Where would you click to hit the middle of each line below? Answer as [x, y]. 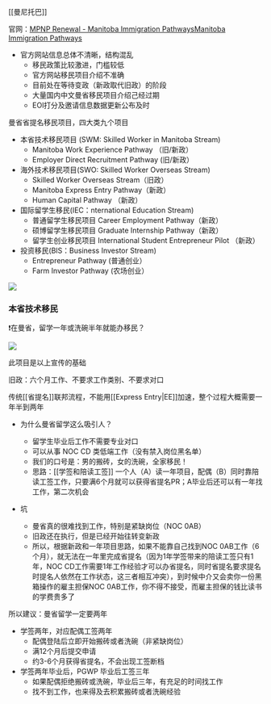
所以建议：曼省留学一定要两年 [58, 614]
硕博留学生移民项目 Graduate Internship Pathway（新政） [127, 230]
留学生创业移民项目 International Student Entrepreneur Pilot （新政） [146, 240]
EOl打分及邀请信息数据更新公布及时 [91, 105]
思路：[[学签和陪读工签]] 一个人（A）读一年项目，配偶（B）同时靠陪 [146, 471]
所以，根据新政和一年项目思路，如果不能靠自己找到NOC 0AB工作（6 [146, 547]
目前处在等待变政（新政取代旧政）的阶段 [99, 85]
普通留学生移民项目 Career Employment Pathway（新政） [127, 220]
